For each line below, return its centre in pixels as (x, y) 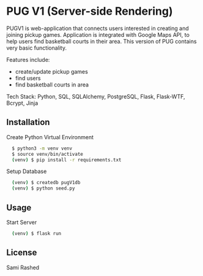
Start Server (22, 222)
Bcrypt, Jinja (22, 103)
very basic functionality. (37, 48)
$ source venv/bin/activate (48, 154)
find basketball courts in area (52, 85)
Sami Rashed (23, 267)
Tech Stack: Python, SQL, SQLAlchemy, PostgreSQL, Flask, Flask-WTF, (96, 96)
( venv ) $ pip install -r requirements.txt (67, 160)
